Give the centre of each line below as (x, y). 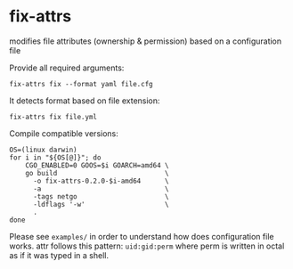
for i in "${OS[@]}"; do (55, 158)
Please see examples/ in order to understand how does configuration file (142, 236)
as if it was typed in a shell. (59, 255)
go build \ (97, 173)
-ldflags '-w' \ (101, 204)
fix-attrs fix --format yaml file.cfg (81, 84)
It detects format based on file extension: (85, 101)
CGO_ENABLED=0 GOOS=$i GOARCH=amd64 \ (97, 165)
